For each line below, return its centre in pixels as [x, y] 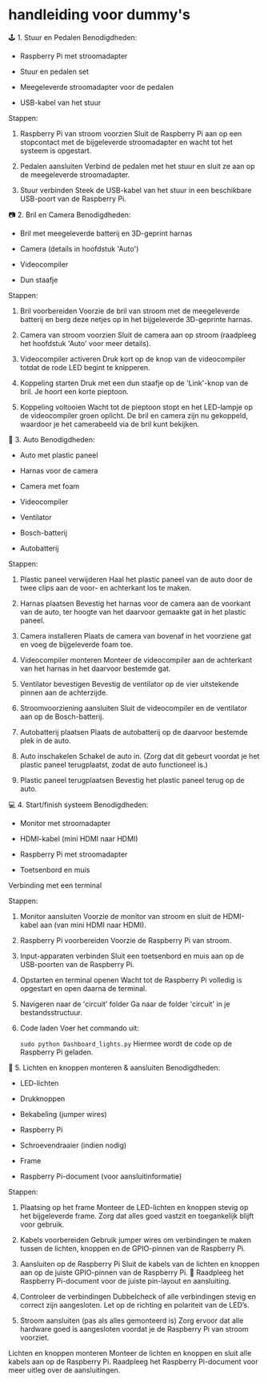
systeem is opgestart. [56, 151]
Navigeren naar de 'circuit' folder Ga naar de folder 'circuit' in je [125, 1004]
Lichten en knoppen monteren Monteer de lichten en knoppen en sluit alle [130, 1353]
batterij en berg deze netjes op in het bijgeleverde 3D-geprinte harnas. [136, 319]
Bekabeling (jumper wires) [63, 1114]
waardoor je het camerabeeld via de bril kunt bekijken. [110, 424]
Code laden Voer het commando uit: [80, 1028]
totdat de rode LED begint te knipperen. [85, 367]
